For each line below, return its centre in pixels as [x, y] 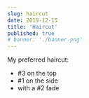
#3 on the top [37, 73]
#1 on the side [37, 80]
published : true [31, 33]
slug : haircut [28, 14]
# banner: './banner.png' [45, 40]
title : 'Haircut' [33, 27]
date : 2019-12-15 [33, 20]
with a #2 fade [38, 88]
